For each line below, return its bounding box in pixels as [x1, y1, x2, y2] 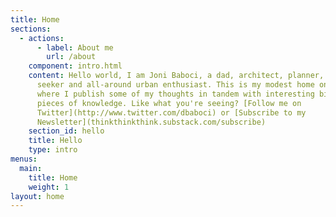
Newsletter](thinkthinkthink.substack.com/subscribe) [36, 117, 267, 127]
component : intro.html [28, 61, 123, 71]
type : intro [28, 145, 78, 155]
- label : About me [36, 42, 114, 53]
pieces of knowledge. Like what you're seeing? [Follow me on [36, 98, 302, 108]
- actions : [19, 33, 65, 43]
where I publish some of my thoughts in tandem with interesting [36, 89, 315, 99]
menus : [10, 154, 38, 164]
